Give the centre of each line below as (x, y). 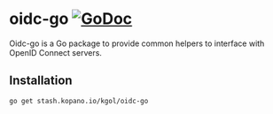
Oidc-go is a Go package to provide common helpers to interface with (137, 43)
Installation (41, 81)
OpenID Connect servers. (55, 52)
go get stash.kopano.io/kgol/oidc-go (79, 101)
